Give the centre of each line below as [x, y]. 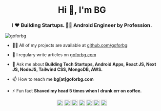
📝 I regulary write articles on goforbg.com [54, 55]
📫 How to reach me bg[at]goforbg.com [53, 79]
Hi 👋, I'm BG [82, 10]
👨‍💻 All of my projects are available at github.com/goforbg [70, 45]
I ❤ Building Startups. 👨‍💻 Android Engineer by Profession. [82, 25]
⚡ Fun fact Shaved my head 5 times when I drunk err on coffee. [77, 91]
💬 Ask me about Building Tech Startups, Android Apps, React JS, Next [84, 64]
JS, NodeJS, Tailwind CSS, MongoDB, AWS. [57, 69]
